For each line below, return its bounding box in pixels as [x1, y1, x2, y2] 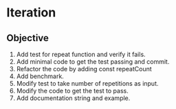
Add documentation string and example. [16, 94, 131, 102]
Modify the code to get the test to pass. [16, 87, 129, 95]
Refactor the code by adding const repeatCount [16, 65, 152, 73]
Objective [6, 32, 49, 44]
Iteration [6, 5, 56, 21]
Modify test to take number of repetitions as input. [16, 80, 159, 87]
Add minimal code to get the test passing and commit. [16, 58, 170, 66]
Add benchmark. [16, 72, 65, 80]
